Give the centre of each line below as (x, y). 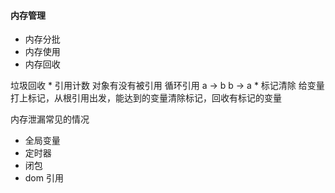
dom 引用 (44, 178)
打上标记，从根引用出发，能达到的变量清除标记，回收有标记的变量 (146, 98)
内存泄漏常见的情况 (50, 119)
